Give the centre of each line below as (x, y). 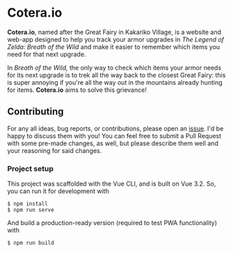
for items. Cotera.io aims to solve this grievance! (77, 90)
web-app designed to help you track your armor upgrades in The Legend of (116, 39)
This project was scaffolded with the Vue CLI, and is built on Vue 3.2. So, (112, 184)
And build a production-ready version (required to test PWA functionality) (112, 223)
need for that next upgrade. (47, 54)
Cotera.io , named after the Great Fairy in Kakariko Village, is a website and (114, 32)
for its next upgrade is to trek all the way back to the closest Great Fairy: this (116, 75)
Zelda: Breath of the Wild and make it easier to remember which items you (114, 47)
